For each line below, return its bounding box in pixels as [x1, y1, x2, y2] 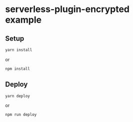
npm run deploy [5, 112, 37, 117]
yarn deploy [5, 93, 30, 98]
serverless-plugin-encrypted [5, 4, 130, 15]
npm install [5, 66, 30, 71]
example [5, 14, 42, 26]
